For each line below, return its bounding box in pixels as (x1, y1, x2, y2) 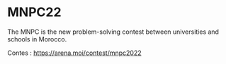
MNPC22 (7, 4, 62, 20)
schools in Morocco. (7, 34, 67, 43)
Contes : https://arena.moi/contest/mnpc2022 (7, 49, 142, 57)
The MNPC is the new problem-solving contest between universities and (7, 27, 220, 36)
